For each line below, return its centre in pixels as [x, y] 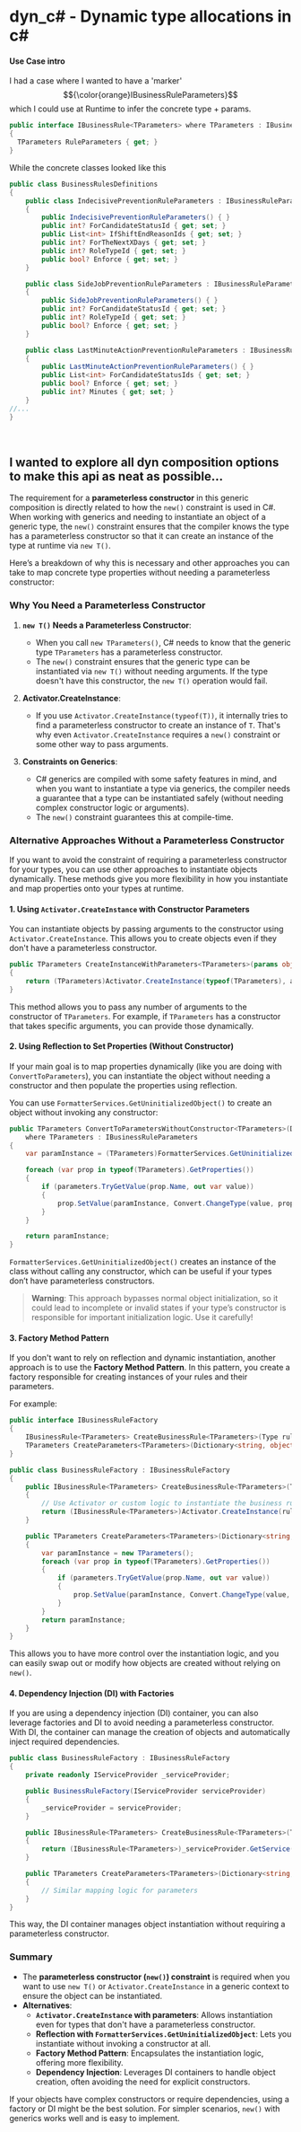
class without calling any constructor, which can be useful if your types [141, 1272]
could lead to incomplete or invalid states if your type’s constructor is [159, 1308]
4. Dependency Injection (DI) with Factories [92, 1693]
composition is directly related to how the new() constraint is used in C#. [142, 507]
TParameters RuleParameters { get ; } [88, 142]
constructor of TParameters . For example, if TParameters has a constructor [145, 1016]
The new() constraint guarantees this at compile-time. [134, 817]
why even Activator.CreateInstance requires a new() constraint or [158, 735]
